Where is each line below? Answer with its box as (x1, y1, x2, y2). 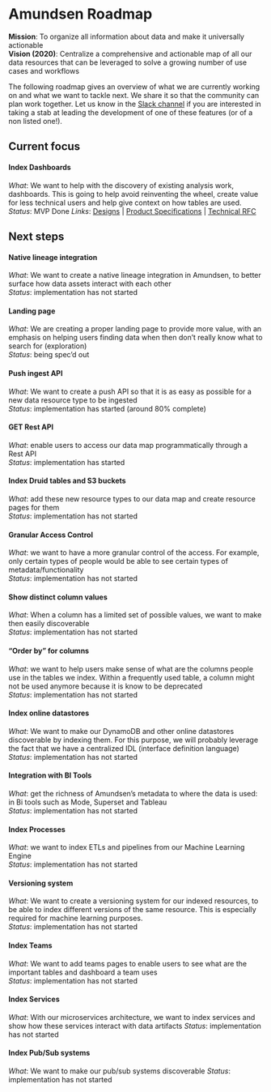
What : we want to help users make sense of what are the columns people (8, 663, 253, 673)
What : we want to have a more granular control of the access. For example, (8, 548, 260, 557)
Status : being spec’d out (8, 350, 90, 360)
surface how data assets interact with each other (8, 279, 171, 288)
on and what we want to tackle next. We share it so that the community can (8, 90, 260, 100)
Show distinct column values (8, 592, 108, 602)
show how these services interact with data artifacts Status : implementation (8, 1021, 261, 1030)
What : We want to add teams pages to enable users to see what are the (8, 958, 248, 968)
